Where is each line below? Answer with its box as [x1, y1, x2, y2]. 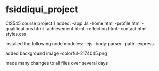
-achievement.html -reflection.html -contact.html [45, 25, 147, 31]
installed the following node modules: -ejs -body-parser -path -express [5, 40, 154, 46]
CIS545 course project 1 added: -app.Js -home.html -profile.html [5, 20, 141, 26]
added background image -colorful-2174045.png [5, 50, 107, 56]
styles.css [5, 31, 26, 37]
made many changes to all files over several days [5, 60, 108, 66]
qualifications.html [5, 25, 44, 31]
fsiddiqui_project [5, 4, 78, 15]
